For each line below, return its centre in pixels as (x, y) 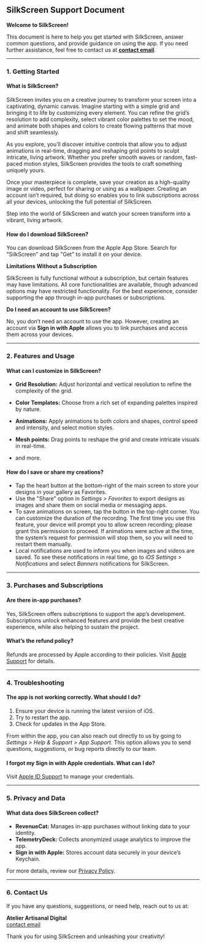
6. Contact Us (27, 893)
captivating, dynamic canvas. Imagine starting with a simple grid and (93, 106)
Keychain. (28, 859)
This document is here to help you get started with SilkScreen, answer (95, 37)
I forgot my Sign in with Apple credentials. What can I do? (81, 763)
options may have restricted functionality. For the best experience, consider (102, 291)
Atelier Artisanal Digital (37, 918)
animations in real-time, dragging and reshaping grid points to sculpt (93, 150)
